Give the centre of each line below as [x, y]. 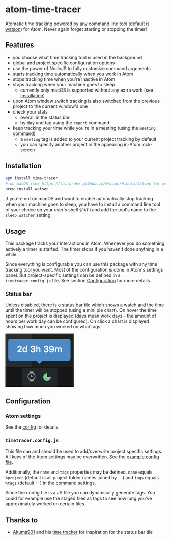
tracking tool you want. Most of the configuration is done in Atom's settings [84, 270]
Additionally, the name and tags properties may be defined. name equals [79, 472]
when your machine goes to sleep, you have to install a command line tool [83, 204]
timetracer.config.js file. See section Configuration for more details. [78, 280]
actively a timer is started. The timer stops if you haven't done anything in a [84, 249]
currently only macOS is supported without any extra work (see [87, 90]
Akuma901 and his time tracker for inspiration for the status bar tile [82, 532]
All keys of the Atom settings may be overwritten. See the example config [82, 457]
